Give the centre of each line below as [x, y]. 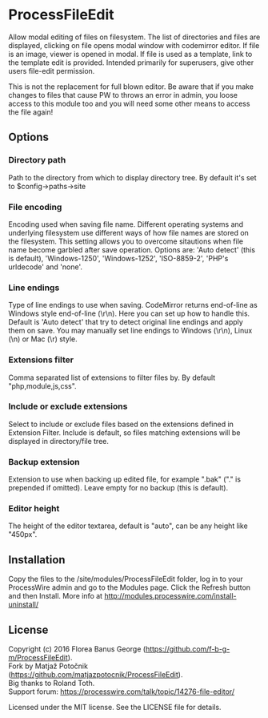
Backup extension [44, 462]
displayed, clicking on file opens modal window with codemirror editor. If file [134, 45]
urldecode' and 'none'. [45, 267]
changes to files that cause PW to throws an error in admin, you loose [123, 95]
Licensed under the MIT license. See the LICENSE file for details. [115, 708]
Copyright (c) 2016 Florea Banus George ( [77, 649]
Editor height [34, 509]
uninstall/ [23, 605]
